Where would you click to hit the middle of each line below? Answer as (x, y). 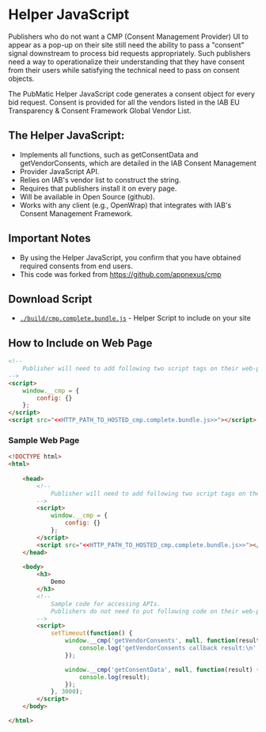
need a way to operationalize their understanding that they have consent (127, 62)
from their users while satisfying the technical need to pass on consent (124, 70)
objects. (21, 78)
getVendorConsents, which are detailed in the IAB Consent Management (138, 163)
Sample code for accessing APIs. (105, 604)
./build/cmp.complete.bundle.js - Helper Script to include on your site (135, 318)
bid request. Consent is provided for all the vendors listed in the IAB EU (124, 102)
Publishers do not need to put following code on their (144, 611)
